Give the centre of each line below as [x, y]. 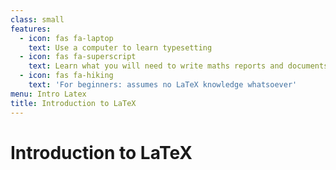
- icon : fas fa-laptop [66, 38]
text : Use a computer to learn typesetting [120, 47]
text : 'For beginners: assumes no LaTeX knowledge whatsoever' [163, 85]
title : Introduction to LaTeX [73, 103]
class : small [37, 19]
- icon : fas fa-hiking [66, 76]
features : [31, 29]
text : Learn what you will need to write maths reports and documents [178, 66]
